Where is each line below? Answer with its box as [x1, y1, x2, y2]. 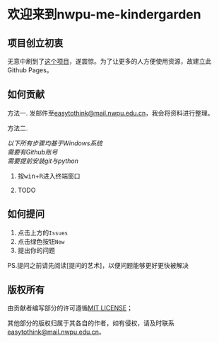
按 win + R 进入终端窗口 [17, 171, 81, 180]
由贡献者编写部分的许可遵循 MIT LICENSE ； [7, 304, 133, 313]
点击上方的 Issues [17, 228, 69, 237]
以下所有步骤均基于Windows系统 [7, 139, 103, 147]
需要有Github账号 [7, 147, 58, 156]
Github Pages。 [7, 66, 53, 74]
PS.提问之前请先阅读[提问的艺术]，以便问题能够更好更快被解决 [7, 261, 189, 269]
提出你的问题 [17, 246, 55, 254]
